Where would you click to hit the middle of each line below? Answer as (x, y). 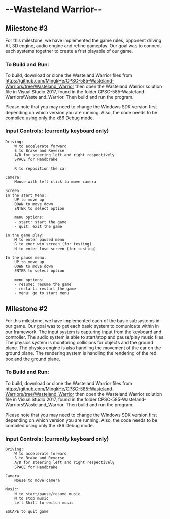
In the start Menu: (26, 195)
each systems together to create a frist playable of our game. (69, 51)
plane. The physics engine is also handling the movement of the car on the (83, 348)
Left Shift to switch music (44, 503)
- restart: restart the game (45, 289)
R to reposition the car (41, 168)
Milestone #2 (26, 308)
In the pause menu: (26, 257)
